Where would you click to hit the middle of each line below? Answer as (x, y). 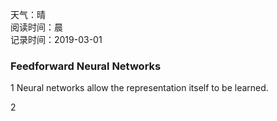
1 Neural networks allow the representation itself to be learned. (139, 88)
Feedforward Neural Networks (86, 66)
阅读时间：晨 (36, 27)
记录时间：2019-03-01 (56, 39)
